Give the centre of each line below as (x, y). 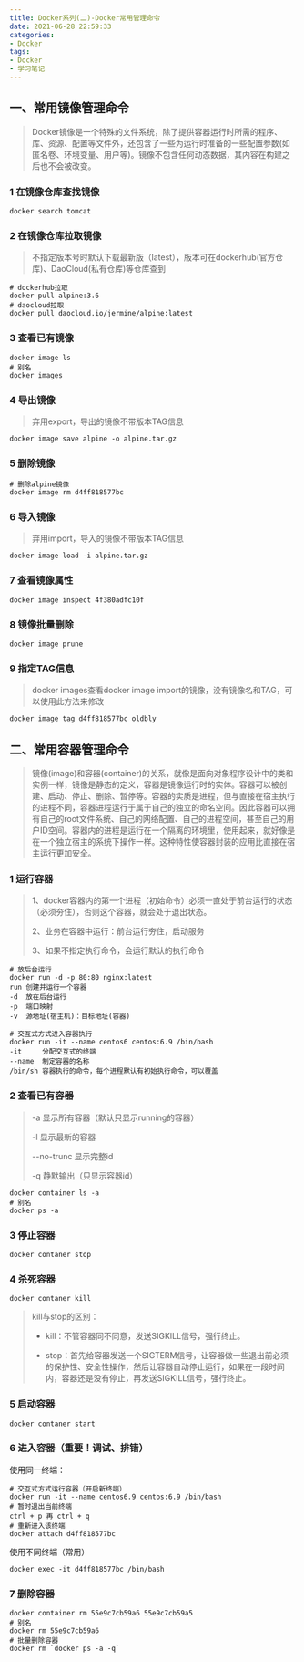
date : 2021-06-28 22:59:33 (61, 26)
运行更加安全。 (68, 853)
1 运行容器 (31, 878)
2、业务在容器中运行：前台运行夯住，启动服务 (118, 931)
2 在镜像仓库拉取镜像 (56, 235)
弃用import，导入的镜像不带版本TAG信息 (107, 538)
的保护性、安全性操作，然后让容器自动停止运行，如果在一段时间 (165, 1367)
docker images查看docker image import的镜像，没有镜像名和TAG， (158, 691)
